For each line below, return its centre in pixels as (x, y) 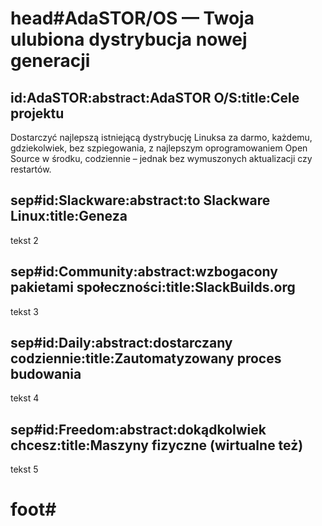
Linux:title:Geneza (69, 216)
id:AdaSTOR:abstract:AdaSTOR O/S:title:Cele (155, 97)
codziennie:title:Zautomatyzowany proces (146, 358)
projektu (37, 113)
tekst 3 (24, 311)
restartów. (31, 169)
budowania (46, 374)
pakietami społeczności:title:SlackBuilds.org (153, 287)
